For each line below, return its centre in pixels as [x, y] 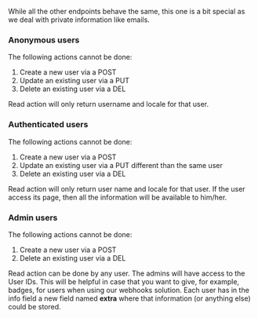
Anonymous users [44, 40]
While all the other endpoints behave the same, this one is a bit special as [127, 11]
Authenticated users [48, 125]
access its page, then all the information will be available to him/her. [118, 197]
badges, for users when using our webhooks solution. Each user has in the [129, 290]
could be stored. [35, 306]
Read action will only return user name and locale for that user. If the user [127, 188]
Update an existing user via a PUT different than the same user [121, 165]
